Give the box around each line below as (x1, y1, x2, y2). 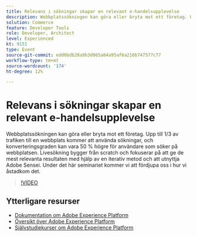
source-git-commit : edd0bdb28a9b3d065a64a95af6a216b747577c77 (6, 52, 161, 58)
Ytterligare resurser (6, 196, 80, 206)
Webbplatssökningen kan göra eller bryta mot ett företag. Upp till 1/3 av (6, 130, 179, 138)
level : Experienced (6, 36, 54, 42)
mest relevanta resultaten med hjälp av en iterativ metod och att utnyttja (6, 156, 180, 163)
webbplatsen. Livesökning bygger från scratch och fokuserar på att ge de (6, 149, 184, 156)
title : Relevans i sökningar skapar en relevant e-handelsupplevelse (6, 8, 180, 15)
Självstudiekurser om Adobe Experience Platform (14, 224, 134, 231)
